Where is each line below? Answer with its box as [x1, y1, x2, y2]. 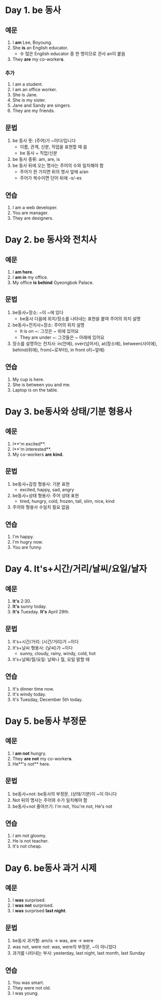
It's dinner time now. [12, 686, 54, 692]
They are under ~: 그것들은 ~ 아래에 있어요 [19, 334, 105, 340]
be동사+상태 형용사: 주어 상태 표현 [12, 493, 80, 499]
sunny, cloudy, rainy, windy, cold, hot [19, 650, 96, 656]
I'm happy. [12, 534, 34, 540]
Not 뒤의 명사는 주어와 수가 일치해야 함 [12, 797, 88, 803]
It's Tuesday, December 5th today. [12, 696, 83, 703]
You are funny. [12, 544, 42, 551]
